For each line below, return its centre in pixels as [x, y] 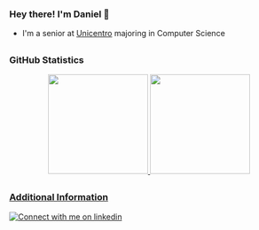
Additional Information [59, 197]
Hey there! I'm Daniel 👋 [59, 14]
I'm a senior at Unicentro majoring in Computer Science [124, 34]
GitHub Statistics [47, 59]
